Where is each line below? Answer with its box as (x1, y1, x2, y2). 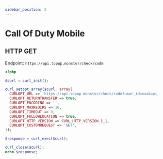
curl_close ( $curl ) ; (5, 145, 45, 150)
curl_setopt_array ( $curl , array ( (5, 87, 73, 92)
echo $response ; (5, 149, 38, 154)
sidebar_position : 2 (5, 7, 47, 12)
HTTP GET (5, 47, 37, 56)
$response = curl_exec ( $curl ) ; (5, 136, 68, 141)
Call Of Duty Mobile (5, 28, 85, 39)
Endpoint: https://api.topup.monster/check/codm (5, 60, 104, 66)
